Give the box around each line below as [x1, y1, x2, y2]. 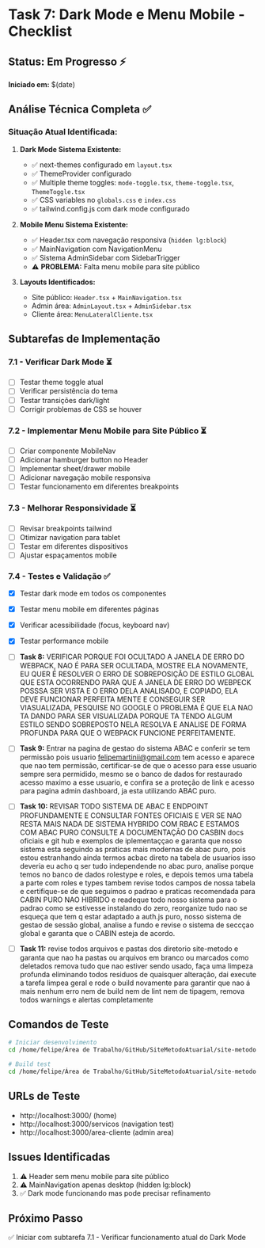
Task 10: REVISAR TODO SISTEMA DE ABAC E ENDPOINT [19, 801, 209, 811]
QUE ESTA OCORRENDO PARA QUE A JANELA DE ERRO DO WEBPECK [19, 678, 252, 687]
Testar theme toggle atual [19, 378, 104, 387]
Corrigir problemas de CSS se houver [19, 404, 142, 413]
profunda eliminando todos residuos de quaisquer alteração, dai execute [19, 969, 257, 979]
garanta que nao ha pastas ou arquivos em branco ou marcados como [19, 953, 249, 962]
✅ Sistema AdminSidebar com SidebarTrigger [31, 253, 180, 262]
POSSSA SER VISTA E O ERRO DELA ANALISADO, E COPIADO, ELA [19, 687, 239, 696]
